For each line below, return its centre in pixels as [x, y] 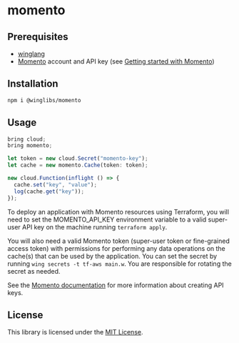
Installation [33, 84]
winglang [31, 54]
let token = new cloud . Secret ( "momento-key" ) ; [78, 159]
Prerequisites [38, 37]
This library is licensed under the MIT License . [75, 332]
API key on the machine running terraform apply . [95, 227]
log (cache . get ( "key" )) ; [49, 192]
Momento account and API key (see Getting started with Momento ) [116, 61]
